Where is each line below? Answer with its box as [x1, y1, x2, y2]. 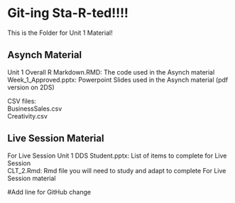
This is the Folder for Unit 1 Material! [7, 28, 113, 37]
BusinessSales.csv [7, 104, 62, 113]
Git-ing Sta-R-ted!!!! [7, 5, 129, 21]
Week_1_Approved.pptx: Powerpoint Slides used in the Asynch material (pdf [7, 75, 229, 84]
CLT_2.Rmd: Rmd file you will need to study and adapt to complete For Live [7, 166, 226, 175]
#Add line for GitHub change [7, 187, 91, 196]
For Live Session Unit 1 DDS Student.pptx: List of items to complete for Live [7, 151, 227, 160]
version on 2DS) [7, 83, 55, 92]
